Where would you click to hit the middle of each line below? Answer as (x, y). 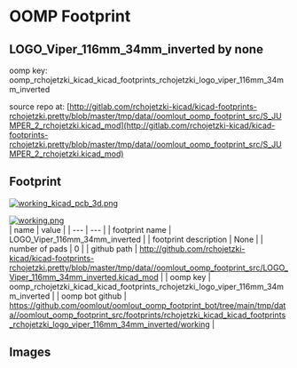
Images (30, 352)
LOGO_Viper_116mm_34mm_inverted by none (137, 49)
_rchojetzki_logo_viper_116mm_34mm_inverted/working (109, 324)
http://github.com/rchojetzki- (192, 248)
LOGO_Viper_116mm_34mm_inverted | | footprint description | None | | (136, 239)
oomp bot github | (94, 296)
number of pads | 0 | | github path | (73, 248)
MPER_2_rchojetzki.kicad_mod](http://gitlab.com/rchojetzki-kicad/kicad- (142, 125)
